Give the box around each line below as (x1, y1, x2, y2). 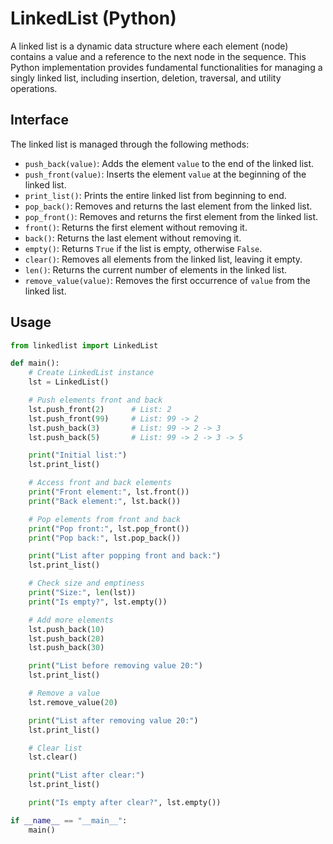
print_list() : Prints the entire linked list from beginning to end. (24, 189, 287, 201)
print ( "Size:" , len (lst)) (28, 588, 137, 598)
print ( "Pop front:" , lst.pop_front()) (28, 523, 190, 534)
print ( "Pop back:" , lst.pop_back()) (28, 533, 182, 543)
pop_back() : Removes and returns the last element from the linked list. (24, 200, 313, 212)
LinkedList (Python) (10, 7, 177, 30)
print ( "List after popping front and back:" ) (28, 551, 222, 561)
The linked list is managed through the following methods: (10, 138, 250, 150)
